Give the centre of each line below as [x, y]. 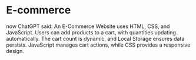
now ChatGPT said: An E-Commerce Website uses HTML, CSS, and [88, 26]
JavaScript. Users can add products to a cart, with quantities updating [91, 32]
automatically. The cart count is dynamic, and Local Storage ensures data [95, 38]
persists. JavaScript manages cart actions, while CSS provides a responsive [98, 45]
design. [15, 51]
